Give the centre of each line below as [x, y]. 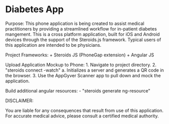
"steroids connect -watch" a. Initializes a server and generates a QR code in [84, 70]
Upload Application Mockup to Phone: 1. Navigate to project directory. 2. [81, 65]
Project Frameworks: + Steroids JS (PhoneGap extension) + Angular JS [80, 55]
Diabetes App [35, 9]
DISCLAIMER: [20, 101]
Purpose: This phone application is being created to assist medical [75, 23]
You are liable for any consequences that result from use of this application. [84, 110]
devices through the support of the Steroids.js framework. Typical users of [83, 40]
